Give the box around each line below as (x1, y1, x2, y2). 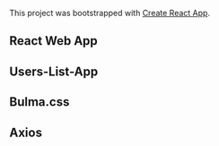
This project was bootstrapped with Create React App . (9, 8, 211, 18)
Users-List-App (9, 64, 99, 79)
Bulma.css (9, 94, 70, 110)
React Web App (9, 33, 99, 48)
